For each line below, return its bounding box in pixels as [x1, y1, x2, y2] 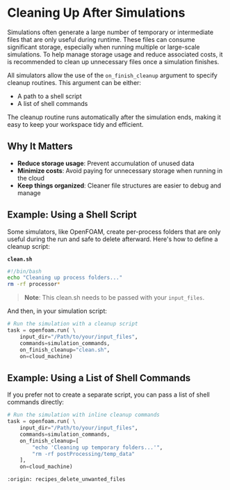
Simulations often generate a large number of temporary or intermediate [7, 28, 214, 36]
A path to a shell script [17, 92, 82, 100]
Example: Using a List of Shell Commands [7, 372, 191, 384]
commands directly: [7, 398, 65, 406]
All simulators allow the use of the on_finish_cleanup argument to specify [7, 71, 217, 79]
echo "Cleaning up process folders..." [7, 274, 123, 282]
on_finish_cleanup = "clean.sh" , [19, 346, 110, 353]
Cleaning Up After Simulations [7, 5, 186, 21]
